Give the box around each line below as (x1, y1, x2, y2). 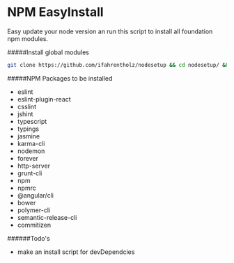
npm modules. (7, 34, 49, 42)
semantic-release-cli (17, 213, 77, 221)
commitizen (17, 221, 52, 229)
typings (17, 125, 40, 133)
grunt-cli (17, 168, 42, 177)
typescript (17, 117, 47, 125)
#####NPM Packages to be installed (7, 74, 113, 82)
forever (17, 154, 38, 162)
